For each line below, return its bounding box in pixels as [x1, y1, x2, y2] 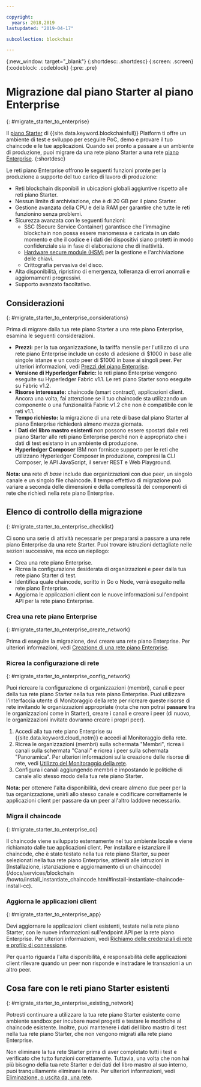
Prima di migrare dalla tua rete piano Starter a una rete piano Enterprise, [6, 326, 184, 332]
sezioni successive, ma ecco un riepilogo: [6, 547, 110, 554]
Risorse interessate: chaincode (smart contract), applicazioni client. [14, 388, 184, 396]
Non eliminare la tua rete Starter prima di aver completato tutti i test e [6, 1048, 177, 1055]
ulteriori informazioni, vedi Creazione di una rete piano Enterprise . [6, 644, 169, 651]
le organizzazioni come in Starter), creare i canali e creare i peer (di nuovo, [6, 710, 191, 717]
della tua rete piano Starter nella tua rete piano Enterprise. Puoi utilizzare [6, 691, 185, 698]
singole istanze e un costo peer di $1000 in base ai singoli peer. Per [14, 357, 182, 364]
